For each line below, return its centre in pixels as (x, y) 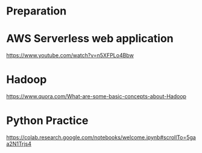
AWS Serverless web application (90, 39)
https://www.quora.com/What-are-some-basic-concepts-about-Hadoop (96, 96)
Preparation (36, 11)
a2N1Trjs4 (19, 144)
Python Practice (47, 121)
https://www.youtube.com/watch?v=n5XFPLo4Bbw (70, 55)
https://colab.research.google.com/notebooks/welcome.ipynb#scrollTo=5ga (101, 137)
